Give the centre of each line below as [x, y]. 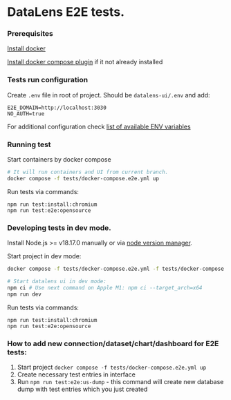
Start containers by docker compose [59, 160]
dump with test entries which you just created [82, 389]
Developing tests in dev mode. [59, 227]
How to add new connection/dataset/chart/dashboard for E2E [113, 343]
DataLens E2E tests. [66, 12]
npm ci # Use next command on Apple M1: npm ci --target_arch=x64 [105, 287]
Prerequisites [30, 34]
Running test [29, 144]
